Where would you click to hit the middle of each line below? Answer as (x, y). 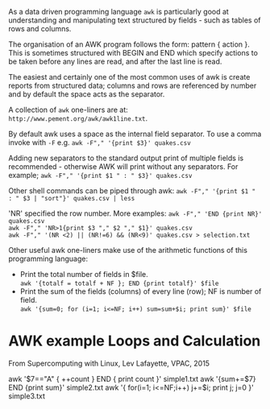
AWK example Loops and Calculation (135, 341)
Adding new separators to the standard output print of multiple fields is (126, 158)
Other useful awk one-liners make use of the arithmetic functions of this (128, 250)
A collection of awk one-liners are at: (69, 109)
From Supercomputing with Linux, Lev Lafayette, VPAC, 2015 (109, 363)
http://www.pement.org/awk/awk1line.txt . (78, 118)
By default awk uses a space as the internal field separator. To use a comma (135, 134)
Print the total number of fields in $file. (84, 274)
